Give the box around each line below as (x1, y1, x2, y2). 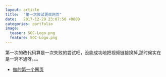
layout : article (5, 7, 39, 12)
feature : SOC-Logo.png (10, 35, 58, 40)
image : (5, 26, 19, 31)
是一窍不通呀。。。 (5, 55, 41, 61)
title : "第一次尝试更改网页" (5, 12, 62, 17)
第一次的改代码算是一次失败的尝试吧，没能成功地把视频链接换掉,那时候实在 (5, 49, 161, 55)
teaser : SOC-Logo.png (10, 30, 56, 35)
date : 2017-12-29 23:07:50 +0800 (5, 16, 80, 21)
